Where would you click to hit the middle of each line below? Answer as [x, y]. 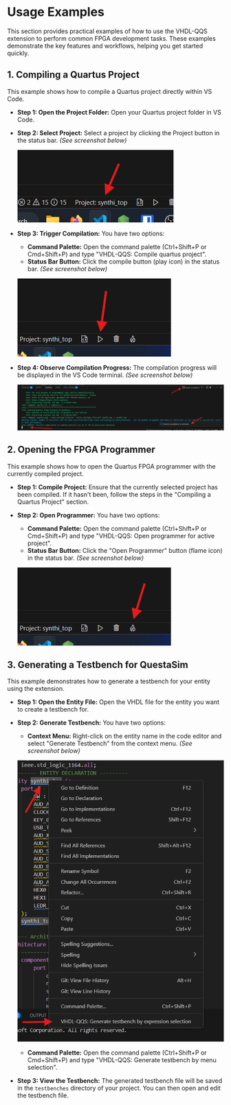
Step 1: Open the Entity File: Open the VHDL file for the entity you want [118, 702]
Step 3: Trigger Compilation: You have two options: [91, 233]
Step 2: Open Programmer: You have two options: [88, 515]
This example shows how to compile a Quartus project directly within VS [110, 91]
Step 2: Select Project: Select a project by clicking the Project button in [118, 133]
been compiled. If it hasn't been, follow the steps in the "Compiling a [114, 494]
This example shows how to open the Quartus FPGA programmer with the [111, 466]
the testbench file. [43, 1095]
